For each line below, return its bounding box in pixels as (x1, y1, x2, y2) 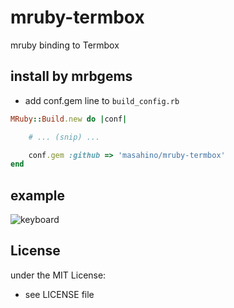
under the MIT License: (10, 269, 107, 281)
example (10, 187, 66, 204)
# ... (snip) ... (28, 132, 101, 142)
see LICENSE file (24, 288, 95, 300)
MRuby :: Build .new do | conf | (10, 114, 128, 124)
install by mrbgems (10, 68, 133, 85)
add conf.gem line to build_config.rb (24, 94, 180, 106)
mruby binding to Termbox (10, 39, 120, 51)
